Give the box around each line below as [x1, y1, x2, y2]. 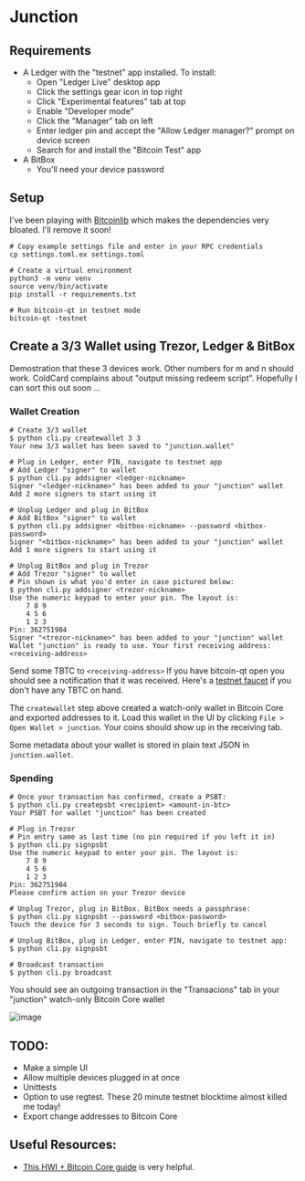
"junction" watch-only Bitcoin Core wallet [9, 994, 165, 1005]
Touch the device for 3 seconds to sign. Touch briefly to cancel [9, 920, 268, 930]
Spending [9, 771, 54, 784]
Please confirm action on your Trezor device [9, 888, 185, 898]
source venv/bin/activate [9, 281, 108, 291]
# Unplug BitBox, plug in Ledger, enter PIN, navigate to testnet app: [9, 936, 288, 946]
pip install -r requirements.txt [9, 289, 137, 298]
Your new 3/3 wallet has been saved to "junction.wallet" [9, 441, 235, 451]
